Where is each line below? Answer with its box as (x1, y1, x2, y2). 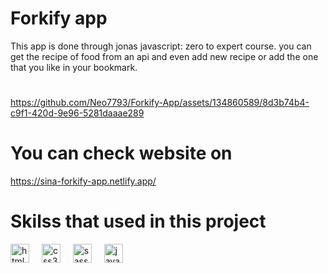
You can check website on (10, 142, 233, 165)
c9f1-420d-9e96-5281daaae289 (10, 107, 145, 119)
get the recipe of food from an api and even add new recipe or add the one (10, 50, 319, 62)
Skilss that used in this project (10, 210, 267, 233)
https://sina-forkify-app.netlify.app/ (10, 175, 157, 187)
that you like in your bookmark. (10, 61, 138, 73)
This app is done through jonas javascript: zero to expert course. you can (10, 40, 312, 52)
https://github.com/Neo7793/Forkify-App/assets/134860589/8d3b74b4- (10, 97, 310, 109)
